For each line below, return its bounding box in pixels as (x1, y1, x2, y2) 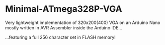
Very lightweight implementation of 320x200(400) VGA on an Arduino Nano (5, 20, 161, 25)
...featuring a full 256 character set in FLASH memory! (5, 34, 116, 40)
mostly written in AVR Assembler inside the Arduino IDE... (5, 24, 123, 30)
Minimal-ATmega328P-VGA (5, 3, 123, 15)
